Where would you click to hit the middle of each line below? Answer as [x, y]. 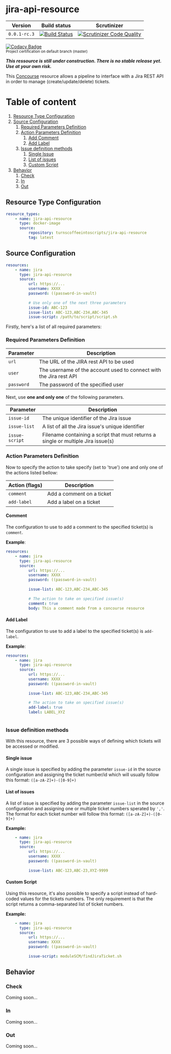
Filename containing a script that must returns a [99, 434]
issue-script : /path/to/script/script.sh [73, 317]
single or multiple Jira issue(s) [78, 441]
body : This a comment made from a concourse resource [86, 608]
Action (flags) [25, 485]
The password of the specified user [81, 385]
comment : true [43, 603]
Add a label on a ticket [74, 502]
